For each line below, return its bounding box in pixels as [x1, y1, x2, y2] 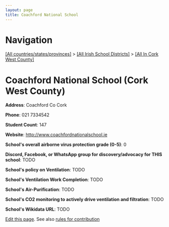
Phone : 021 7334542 [5, 112, 50, 118]
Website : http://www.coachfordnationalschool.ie [5, 132, 108, 138]
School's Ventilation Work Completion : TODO [5, 176, 103, 183]
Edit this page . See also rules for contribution [5, 216, 100, 222]
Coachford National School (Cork [5, 74, 149, 86]
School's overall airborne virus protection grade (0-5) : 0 [5, 141, 127, 148]
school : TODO [5, 157, 36, 163]
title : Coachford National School [5, 12, 79, 17]
